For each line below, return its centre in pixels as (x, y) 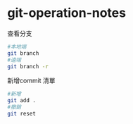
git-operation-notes (67, 13)
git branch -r (28, 66)
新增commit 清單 (31, 81)
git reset (22, 114)
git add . (22, 101)
